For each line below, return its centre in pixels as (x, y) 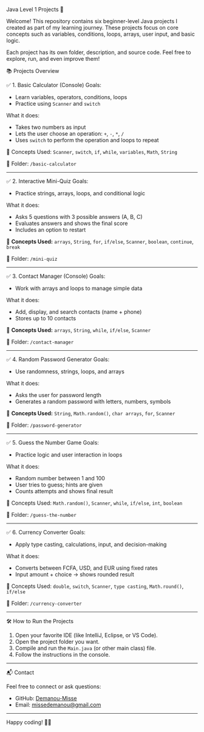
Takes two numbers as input (50, 127)
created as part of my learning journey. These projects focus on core (93, 28)
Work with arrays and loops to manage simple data (79, 288)
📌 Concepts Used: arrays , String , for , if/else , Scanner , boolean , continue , (100, 241)
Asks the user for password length (58, 395)
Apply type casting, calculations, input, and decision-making (91, 544)
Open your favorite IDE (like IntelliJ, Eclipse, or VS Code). (86, 635)
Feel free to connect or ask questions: (54, 686)
